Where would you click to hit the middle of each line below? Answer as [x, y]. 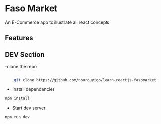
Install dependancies [33, 89]
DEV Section [25, 55]
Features [19, 38]
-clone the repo [21, 67]
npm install [17, 99]
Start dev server [29, 108]
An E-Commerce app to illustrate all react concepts [57, 22]
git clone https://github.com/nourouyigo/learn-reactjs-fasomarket [85, 80]
